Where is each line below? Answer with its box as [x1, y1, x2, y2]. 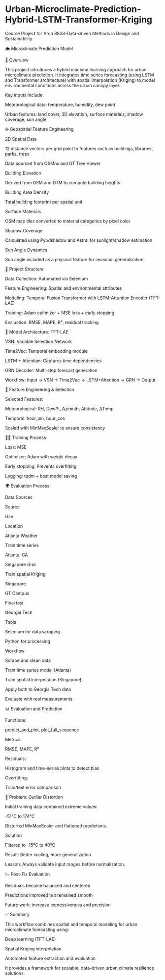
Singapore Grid [5, 561, 36, 567]
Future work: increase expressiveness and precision [5, 902, 111, 908]
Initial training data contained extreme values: [5, 804, 98, 810]
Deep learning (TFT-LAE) [5, 936, 56, 942]
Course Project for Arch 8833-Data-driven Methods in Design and [5, 30, 139, 36]
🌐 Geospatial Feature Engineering [5, 126, 74, 132]
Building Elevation [5, 170, 41, 176]
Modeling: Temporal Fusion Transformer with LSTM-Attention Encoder [5, 295, 148, 301]
